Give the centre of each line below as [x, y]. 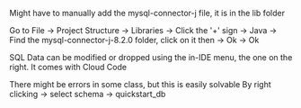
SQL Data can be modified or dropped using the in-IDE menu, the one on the [151, 57]
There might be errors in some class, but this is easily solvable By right [140, 84]
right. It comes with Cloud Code [68, 67]
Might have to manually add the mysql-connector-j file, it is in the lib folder [147, 13]
